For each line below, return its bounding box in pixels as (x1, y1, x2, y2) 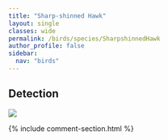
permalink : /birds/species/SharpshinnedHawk (8, 34, 161, 43)
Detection (8, 87, 59, 101)
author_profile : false (8, 42, 85, 50)
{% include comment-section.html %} (8, 123, 135, 134)
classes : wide (8, 27, 57, 35)
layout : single (8, 19, 60, 28)
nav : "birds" (15, 57, 60, 66)
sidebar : (8, 49, 38, 57)
